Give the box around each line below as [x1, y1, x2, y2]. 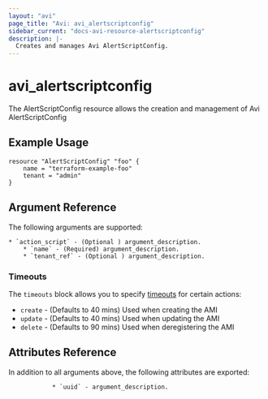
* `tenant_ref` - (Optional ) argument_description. [23, 252, 205, 260]
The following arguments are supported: [8, 222, 144, 232]
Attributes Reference [8, 345, 117, 359]
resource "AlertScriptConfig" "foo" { [8, 157, 140, 165]
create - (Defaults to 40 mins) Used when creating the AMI [19, 305, 218, 315]
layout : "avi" [8, 11, 57, 20]
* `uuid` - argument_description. [51, 383, 169, 391]
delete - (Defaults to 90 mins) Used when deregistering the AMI [19, 322, 235, 332]
